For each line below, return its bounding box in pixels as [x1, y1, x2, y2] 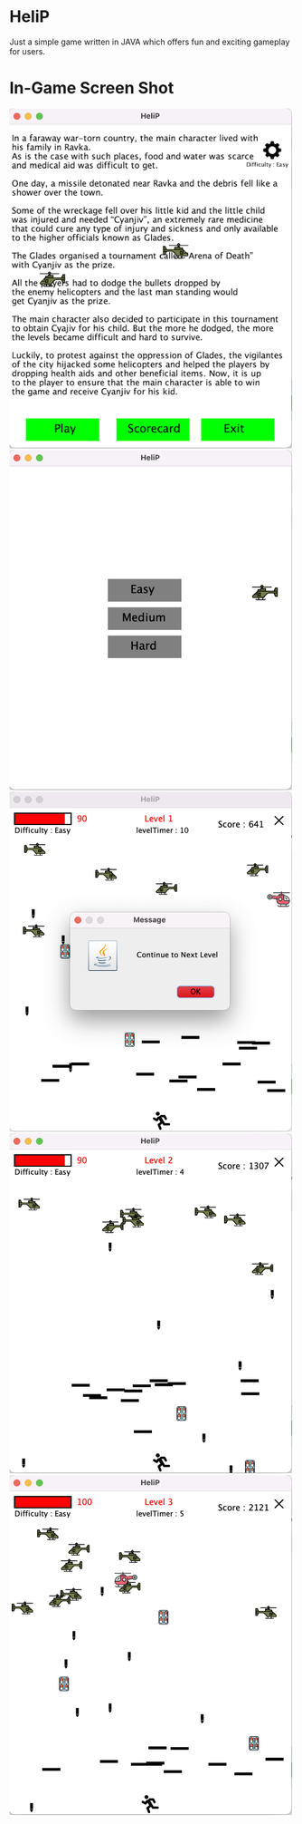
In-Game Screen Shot [9, 78, 175, 99]
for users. [9, 45, 45, 56]
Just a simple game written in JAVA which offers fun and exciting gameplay [9, 36, 290, 47]
